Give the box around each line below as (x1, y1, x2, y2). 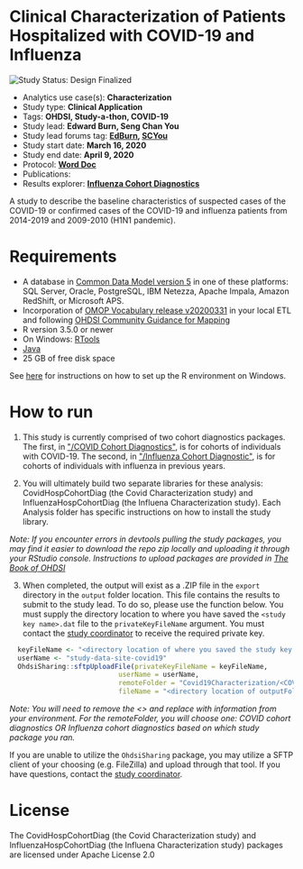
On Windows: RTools (22, 334, 101, 344)
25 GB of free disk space (22, 352, 115, 363)
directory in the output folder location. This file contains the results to (22, 589, 280, 600)
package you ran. (9, 732, 75, 743)
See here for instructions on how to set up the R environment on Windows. (9, 370, 287, 380)
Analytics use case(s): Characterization (22, 92, 172, 103)
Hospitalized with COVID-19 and (9, 25, 255, 46)
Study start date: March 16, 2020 (22, 140, 147, 151)
